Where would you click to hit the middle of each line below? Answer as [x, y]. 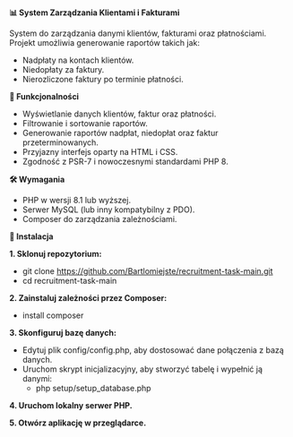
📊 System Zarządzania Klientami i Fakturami [95, 13]
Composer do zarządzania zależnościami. [99, 219]
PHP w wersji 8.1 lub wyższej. [77, 200]
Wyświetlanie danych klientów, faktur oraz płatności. [119, 114]
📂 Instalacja [31, 236]
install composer [53, 315]
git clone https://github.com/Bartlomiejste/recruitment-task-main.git [147, 271]
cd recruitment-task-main [69, 281]
